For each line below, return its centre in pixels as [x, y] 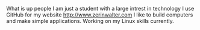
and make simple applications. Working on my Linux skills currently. [90, 21]
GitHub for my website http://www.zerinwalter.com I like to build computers [100, 15]
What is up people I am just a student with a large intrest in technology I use [100, 9]
